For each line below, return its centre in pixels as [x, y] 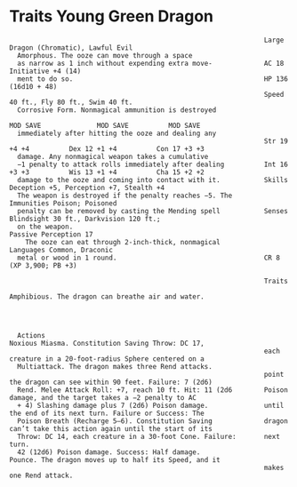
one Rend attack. [41, 475]
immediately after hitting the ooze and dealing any [117, 133]
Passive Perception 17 [51, 234]
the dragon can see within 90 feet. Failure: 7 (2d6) [111, 382]
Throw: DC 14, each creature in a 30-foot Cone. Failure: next [148, 436]
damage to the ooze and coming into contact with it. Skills [153, 180]
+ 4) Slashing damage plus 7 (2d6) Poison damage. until [151, 405]
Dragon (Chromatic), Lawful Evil [71, 48]
